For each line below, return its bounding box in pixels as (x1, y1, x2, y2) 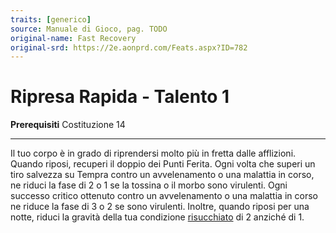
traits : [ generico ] (10, 14, 92, 25)
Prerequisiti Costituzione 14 (10, 119, 126, 131)
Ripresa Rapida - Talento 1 (10, 86, 230, 108)
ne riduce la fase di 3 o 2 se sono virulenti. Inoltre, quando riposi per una (10, 201, 310, 213)
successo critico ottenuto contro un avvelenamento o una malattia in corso (10, 190, 318, 202)
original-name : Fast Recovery (10, 33, 137, 43)
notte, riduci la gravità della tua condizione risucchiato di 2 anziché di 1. (10, 211, 305, 223)
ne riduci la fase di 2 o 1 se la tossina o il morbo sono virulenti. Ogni (10, 179, 288, 191)
